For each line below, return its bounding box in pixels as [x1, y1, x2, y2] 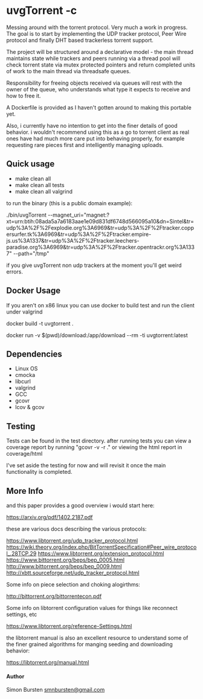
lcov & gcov [14, 404, 45, 411]
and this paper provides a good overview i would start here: [6, 502, 155, 509]
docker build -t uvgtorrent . [6, 320, 74, 327]
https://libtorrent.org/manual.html [6, 659, 89, 666]
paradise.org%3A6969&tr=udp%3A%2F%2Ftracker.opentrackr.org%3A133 [6, 243, 195, 251]
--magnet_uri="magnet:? [47, 211, 110, 218]
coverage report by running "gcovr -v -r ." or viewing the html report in [6, 444, 182, 451]
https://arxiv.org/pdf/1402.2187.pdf [6, 514, 93, 520]
